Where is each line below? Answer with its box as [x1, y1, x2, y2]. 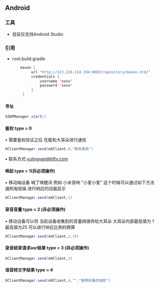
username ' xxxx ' [39, 78, 73, 84]
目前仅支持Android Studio [12, 31, 64, 37]
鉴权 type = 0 [5, 125, 32, 131]
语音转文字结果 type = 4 [5, 267, 53, 273]
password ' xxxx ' [39, 83, 73, 88]
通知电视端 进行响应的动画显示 [5, 186, 66, 192]
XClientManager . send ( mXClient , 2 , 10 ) [5, 234, 79, 239]
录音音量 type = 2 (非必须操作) [5, 206, 66, 212]
